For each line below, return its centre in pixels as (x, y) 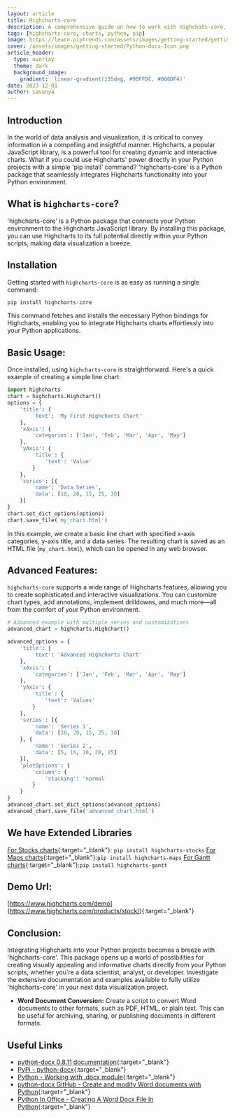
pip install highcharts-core (50, 302)
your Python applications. (44, 331)
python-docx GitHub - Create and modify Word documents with (109, 1084)
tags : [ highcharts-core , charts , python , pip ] (76, 33)
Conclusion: (34, 933)
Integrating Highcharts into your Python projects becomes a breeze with (111, 950)
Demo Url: (30, 887)
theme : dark (31, 66)
